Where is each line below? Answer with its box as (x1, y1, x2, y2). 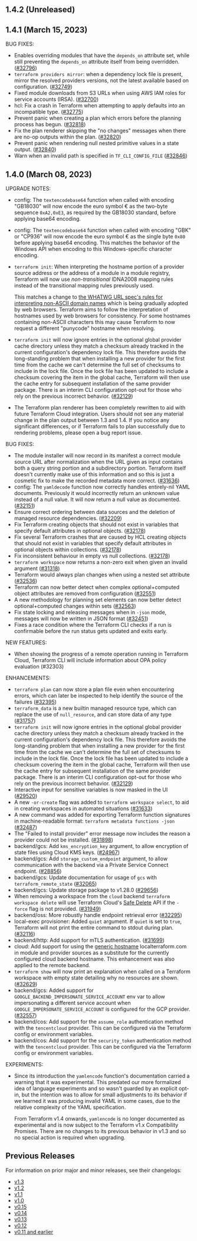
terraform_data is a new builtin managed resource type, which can (14, 705, 177, 712)
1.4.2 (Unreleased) (5, 5, 75, 15)
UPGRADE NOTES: (5, 185, 51, 192)
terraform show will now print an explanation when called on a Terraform (14, 968, 191, 975)
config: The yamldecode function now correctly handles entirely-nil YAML (14, 483, 190, 490)
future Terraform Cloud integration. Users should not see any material (14, 410, 184, 418)
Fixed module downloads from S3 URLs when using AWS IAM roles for (14, 90, 186, 97)
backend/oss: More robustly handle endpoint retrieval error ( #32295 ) (14, 912, 182, 919)
